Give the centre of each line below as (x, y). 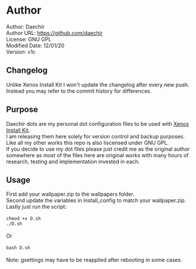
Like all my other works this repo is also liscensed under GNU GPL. (88, 142)
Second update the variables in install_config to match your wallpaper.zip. (96, 200)
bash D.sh (18, 248)
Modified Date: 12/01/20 (36, 46)
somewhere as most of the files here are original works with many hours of (97, 155)
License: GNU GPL (29, 39)
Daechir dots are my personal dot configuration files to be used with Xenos (98, 124)
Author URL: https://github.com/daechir (54, 33)
